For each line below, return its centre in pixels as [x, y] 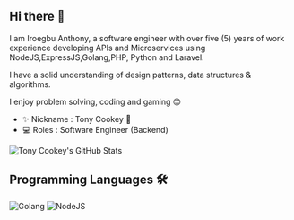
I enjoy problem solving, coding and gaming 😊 [95, 101]
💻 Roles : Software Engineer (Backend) [95, 129]
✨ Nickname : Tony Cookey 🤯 [77, 119]
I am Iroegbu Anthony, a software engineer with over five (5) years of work [147, 38]
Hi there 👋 [37, 17]
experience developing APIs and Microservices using [108, 48]
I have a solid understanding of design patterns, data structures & [130, 75]
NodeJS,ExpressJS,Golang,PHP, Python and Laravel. [107, 57]
